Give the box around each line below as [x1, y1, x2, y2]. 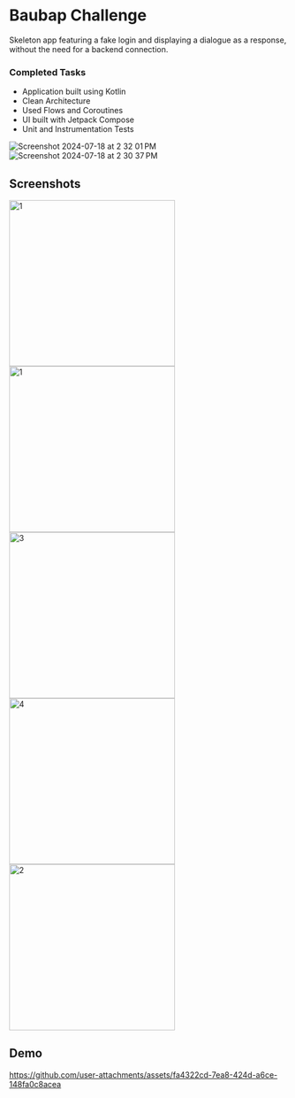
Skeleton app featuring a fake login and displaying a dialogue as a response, [9, 35, 287, 45]
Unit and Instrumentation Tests [21, 124, 134, 135]
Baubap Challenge [9, 5, 147, 26]
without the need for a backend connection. [9, 43, 169, 54]
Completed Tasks [9, 66, 87, 78]
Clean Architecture [21, 96, 91, 106]
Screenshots [9, 176, 81, 191]
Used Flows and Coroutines [21, 105, 124, 116]
